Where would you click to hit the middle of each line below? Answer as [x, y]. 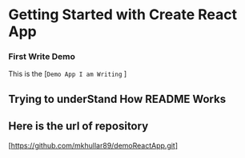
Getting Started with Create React [123, 15]
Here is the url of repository [78, 126]
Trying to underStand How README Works [117, 99]
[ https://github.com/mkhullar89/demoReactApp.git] [93, 145]
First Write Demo [42, 57]
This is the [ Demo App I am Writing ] [68, 74]
